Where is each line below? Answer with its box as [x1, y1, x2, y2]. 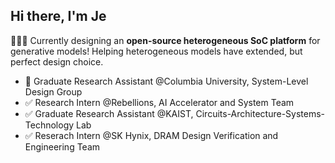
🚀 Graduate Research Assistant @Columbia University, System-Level [24, 75, 309, 87]
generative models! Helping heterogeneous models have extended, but [10, 45, 303, 57]
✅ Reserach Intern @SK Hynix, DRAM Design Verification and [24, 129, 279, 141]
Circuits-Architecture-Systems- [195, 107, 326, 119]
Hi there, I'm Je [10, 8, 107, 25]
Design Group [24, 85, 83, 98]
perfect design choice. [10, 55, 104, 68]
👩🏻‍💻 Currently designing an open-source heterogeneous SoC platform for [10, 34, 321, 46]
